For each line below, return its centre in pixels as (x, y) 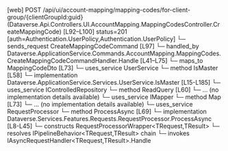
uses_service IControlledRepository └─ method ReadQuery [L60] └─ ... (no (113, 90)
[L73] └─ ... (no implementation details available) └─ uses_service (100, 104)
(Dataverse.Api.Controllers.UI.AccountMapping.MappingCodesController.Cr (114, 24)
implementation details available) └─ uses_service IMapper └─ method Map (114, 97)
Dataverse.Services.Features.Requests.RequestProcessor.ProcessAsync (110, 119)
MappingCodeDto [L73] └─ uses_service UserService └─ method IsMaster (113, 68)
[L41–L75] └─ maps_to (172, 60)
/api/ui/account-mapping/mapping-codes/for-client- (117, 10)
